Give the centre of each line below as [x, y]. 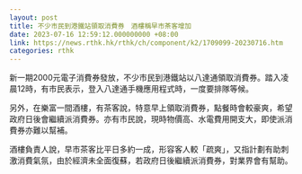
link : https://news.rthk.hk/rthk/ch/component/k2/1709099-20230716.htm [146, 43]
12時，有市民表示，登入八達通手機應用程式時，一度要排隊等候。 [135, 89]
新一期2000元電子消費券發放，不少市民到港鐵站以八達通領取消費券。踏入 [145, 78]
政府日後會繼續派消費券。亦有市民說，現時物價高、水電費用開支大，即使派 [147, 119]
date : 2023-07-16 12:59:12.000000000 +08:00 [94, 34]
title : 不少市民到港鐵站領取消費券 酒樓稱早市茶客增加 [100, 26]
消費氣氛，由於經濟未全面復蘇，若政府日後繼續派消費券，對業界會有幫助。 [155, 161]
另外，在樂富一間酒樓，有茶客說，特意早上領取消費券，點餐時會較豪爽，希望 [151, 108]
